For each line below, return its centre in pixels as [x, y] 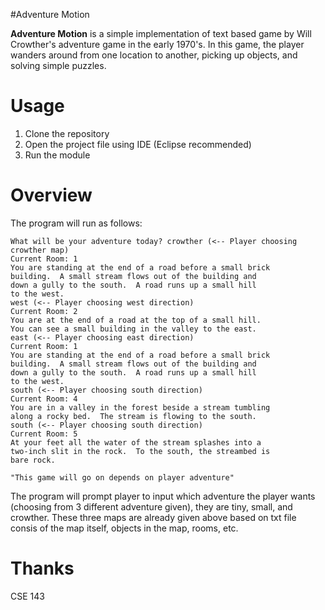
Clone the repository [67, 133]
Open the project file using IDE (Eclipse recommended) [138, 144]
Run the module [57, 155]
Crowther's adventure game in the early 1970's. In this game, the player [157, 44]
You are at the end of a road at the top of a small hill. [136, 320]
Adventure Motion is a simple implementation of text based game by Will [161, 33]
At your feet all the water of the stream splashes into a [136, 442]
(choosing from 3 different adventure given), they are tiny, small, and [151, 506]
